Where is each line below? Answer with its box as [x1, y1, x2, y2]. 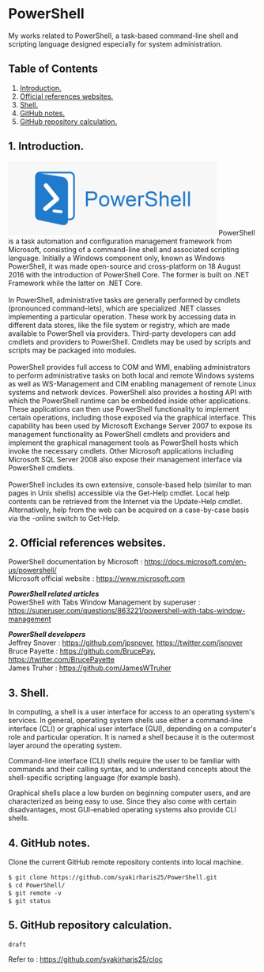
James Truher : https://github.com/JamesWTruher [8, 663, 172, 672]
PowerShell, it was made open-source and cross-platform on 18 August [8, 262, 241, 271]
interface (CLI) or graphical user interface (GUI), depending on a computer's [8, 724, 257, 733]
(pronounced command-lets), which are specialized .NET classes [8, 303, 221, 313]
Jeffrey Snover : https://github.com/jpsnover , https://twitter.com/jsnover [8, 638, 243, 648]
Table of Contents [8, 62, 99, 76]
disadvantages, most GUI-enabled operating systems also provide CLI [8, 805, 237, 815]
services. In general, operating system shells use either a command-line [8, 716, 243, 725]
